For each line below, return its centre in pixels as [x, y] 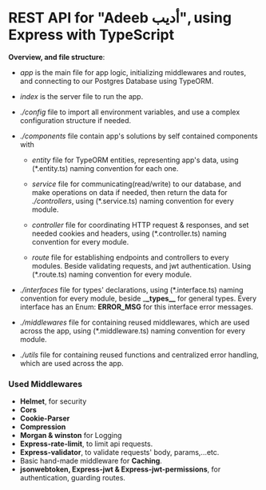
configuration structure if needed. [75, 120]
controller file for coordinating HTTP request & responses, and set [140, 225]
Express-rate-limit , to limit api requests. [86, 444]
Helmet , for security [53, 401]
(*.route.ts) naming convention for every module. [112, 274]
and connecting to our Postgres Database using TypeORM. [117, 81]
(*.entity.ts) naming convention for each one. [105, 168]
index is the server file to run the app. [81, 96]
